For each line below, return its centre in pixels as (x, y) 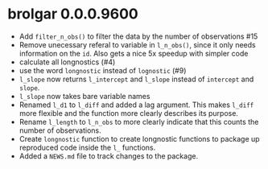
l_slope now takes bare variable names (85, 96)
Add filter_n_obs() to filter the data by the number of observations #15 (138, 36)
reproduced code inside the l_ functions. (87, 147)
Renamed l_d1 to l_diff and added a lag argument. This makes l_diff (136, 105)
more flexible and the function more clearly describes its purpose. (129, 113)
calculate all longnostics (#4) (67, 62)
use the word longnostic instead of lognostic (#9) (103, 70)
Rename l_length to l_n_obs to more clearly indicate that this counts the (139, 122)
